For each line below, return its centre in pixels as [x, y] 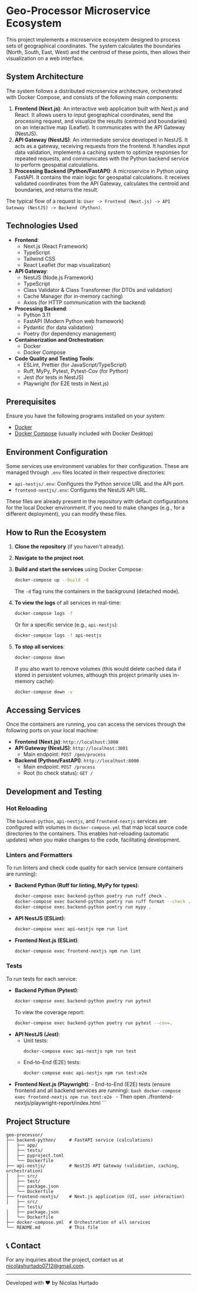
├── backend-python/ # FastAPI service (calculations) [80, 1140]
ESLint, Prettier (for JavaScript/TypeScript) [75, 365]
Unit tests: [36, 1040]
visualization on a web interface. [45, 58]
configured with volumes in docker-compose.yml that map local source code [97, 827]
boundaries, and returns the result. [56, 190]
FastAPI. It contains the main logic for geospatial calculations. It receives [102, 177]
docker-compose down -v [44, 692]
